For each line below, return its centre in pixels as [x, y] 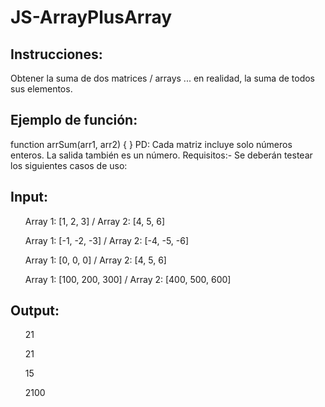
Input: [29, 197]
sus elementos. [41, 89]
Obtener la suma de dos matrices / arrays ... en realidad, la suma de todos [163, 78]
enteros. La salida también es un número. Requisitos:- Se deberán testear [161, 155]
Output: [35, 311]
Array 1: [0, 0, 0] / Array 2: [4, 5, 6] [95, 260]
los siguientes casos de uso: [69, 165]
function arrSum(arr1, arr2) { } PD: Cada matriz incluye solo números [151, 144]
